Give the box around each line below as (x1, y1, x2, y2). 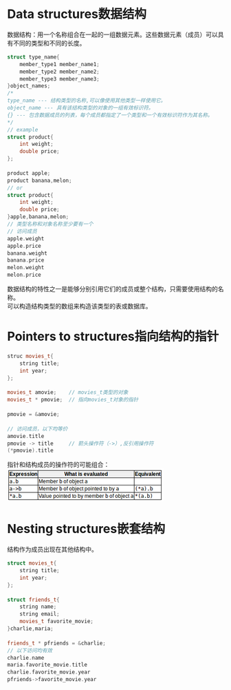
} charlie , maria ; (7, 625, 54, 632)
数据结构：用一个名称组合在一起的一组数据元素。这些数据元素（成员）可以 (7, 30, 218, 39)
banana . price (7, 257, 45, 264)
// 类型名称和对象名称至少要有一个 (7, 221, 93, 228)
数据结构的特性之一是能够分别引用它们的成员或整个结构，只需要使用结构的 (7, 285, 218, 293)
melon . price (7, 271, 41, 279)
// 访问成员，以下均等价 (7, 425, 68, 432)
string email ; (19, 611, 60, 618)
